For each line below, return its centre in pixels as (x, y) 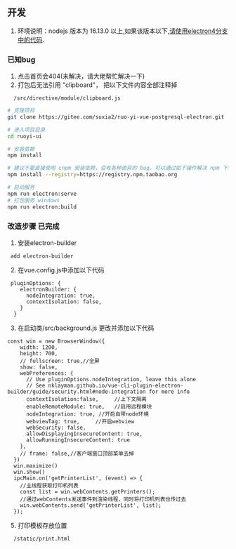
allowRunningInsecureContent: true (78, 440)
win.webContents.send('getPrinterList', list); (91, 505)
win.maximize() (36, 465)
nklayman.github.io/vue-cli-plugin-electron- (116, 385)
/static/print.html (42, 538)
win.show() (29, 472)
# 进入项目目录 (26, 130)
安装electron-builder (47, 243)
